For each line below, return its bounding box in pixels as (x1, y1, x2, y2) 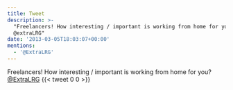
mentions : (7, 42, 36, 49)
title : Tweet (7, 10, 45, 17)
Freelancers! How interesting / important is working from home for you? (7, 67, 212, 76)
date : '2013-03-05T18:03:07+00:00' (7, 36, 110, 43)
